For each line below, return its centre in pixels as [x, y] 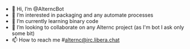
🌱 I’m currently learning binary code [55, 21]
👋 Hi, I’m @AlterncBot [38, 9]
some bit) [23, 33]
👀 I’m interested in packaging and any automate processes [82, 15]
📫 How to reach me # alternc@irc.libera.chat [66, 40]
